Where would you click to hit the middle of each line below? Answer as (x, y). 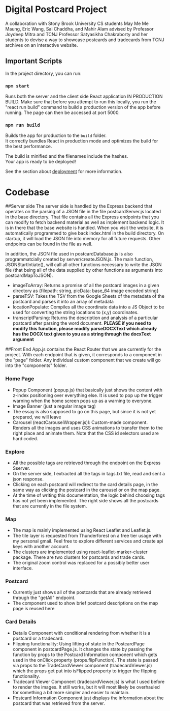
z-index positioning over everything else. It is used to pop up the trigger (88, 395)
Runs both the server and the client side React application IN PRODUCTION (84, 96)
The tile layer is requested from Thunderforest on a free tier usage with (87, 536)
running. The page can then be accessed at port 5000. (63, 112)
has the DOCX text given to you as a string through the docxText (82, 334)
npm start (17, 86)
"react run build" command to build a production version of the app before (83, 107)
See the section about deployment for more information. (64, 172)
